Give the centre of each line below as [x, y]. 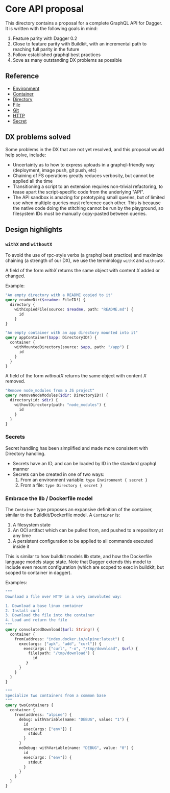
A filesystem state [32, 524]
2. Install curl [22, 611]
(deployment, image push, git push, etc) [55, 170]
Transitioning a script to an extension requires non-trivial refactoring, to [88, 186]
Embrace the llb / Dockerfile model [49, 498]
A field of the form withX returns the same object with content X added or [83, 271]
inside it [21, 546]
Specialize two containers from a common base [56, 696]
